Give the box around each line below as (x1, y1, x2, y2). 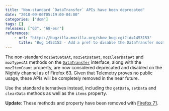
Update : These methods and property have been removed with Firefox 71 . (5, 100, 158, 106)
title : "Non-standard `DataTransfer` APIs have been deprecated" (5, 7, 145, 13)
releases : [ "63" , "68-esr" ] (5, 26, 64, 31)
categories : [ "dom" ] (5, 17, 49, 22)
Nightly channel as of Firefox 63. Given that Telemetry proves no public (5, 70, 153, 76)
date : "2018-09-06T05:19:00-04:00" (5, 12, 80, 17)
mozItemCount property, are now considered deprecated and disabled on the (5, 64, 162, 70)
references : (5, 31, 30, 36)
